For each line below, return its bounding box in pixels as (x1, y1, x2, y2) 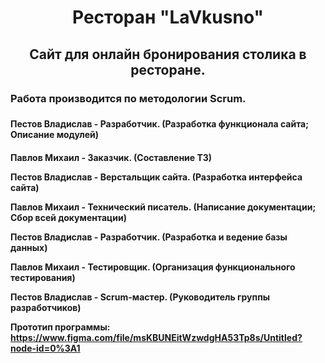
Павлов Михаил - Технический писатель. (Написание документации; (10, 201, 317, 213)
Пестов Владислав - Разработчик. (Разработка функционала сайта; (10, 118, 310, 130)
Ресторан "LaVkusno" (72, 6, 264, 29)
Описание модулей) (10, 129, 100, 141)
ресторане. (130, 61, 206, 78)
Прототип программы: (10, 321, 111, 333)
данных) (10, 242, 48, 254)
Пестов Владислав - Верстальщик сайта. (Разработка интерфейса (10, 171, 303, 183)
